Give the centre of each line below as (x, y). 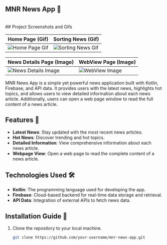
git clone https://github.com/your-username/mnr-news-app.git (79, 237)
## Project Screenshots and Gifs (39, 27)
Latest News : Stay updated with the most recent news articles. (77, 132)
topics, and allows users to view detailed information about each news (78, 93)
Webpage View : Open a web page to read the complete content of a (83, 153)
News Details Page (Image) (41, 62)
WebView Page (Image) (107, 62)
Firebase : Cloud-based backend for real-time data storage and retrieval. (87, 195)
